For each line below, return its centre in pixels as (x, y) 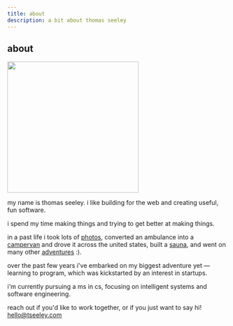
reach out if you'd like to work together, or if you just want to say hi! (104, 308)
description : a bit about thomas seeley (67, 20)
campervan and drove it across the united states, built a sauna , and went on (116, 245)
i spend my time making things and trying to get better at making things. (111, 224)
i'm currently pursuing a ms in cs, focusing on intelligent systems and (107, 287)
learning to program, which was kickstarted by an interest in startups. (107, 273)
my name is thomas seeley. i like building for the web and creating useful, (113, 203)
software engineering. (39, 294)
